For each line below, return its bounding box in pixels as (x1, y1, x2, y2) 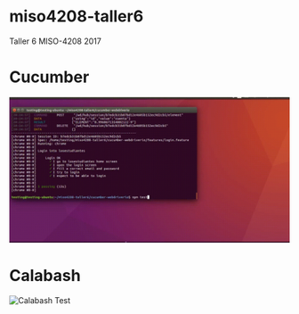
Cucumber (9, 67, 90, 87)
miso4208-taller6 (9, 6, 144, 27)
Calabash (9, 265, 82, 285)
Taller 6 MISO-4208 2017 (9, 36, 102, 46)
